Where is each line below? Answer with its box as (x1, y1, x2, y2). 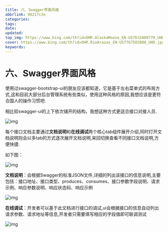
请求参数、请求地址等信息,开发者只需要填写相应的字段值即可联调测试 (5, 211, 147, 217)
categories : (5, 16, 30, 21)
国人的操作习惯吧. (9, 97, 46, 103)
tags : (5, 21, 16, 26)
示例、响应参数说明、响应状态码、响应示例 (5, 184, 93, 190)
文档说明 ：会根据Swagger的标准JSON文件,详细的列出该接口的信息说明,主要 (5, 172, 161, 178)
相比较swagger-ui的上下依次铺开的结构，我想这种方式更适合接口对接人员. (5, 108, 157, 114)
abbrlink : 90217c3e (5, 12, 46, 17)
